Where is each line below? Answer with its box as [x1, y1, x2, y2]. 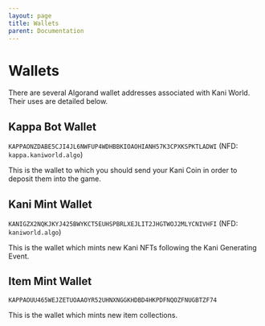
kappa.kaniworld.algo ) [8, 150, 84, 159]
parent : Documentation [8, 27, 84, 35]
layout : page [8, 11, 52, 20]
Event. [8, 251, 30, 261]
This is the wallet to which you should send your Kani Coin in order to [8, 166, 238, 175]
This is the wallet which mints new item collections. [8, 310, 178, 320]
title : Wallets [8, 19, 59, 27]
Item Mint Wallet [8, 274, 92, 288]
